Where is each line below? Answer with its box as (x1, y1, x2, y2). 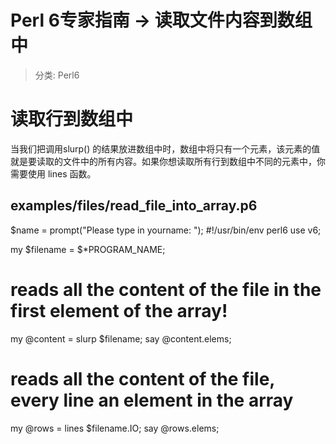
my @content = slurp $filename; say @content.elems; (10, 332, 232, 345)
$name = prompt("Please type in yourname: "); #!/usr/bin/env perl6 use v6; (10, 224, 322, 236)
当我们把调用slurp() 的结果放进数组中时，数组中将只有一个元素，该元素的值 (10, 142, 321, 155)
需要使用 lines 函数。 (10, 167, 97, 180)
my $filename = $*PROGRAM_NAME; (10, 243, 166, 255)
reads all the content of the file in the (10, 278, 322, 301)
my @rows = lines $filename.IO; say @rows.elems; (10, 422, 220, 434)
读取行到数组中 (10, 108, 134, 131)
